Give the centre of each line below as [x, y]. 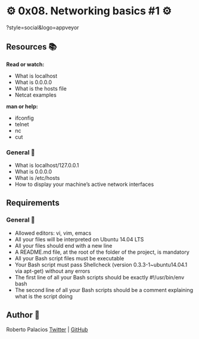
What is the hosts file [41, 88]
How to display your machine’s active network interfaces [84, 184]
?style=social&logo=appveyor [43, 27]
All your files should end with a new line [63, 245]
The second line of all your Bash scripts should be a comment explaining [104, 290]
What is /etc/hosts [37, 178]
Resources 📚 [32, 47]
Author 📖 [23, 315]
